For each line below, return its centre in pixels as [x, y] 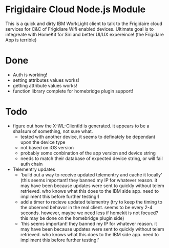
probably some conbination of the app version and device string [88, 153]
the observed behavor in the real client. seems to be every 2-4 [86, 207]
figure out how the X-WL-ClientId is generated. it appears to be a [81, 126]
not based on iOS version [47, 147]
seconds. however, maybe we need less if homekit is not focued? [89, 213]
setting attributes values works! [46, 80]
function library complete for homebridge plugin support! [73, 91]
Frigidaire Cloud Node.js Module [76, 9]
